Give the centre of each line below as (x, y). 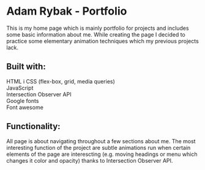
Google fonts (23, 101)
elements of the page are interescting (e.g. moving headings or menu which (102, 154)
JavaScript (20, 88)
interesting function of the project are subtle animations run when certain (99, 147)
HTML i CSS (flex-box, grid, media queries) (61, 81)
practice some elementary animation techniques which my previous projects (102, 41)
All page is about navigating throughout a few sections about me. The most (101, 141)
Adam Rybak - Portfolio (67, 11)
